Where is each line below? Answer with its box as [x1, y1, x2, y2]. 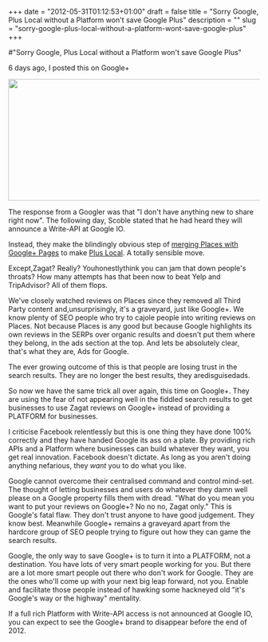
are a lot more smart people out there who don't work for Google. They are [8, 568, 254, 577]
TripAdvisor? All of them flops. [8, 281, 108, 289]
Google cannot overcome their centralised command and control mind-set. [8, 476, 254, 486]
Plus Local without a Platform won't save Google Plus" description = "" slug [8, 15, 257, 25]
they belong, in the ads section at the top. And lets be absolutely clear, [8, 338, 240, 348]
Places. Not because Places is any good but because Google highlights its [8, 321, 253, 330]
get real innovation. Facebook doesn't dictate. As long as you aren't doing [8, 452, 251, 462]
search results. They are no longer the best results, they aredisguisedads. [8, 371, 250, 380]
